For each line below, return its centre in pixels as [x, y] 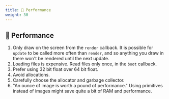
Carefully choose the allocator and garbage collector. [68, 80]
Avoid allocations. [31, 75]
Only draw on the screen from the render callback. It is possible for [83, 48]
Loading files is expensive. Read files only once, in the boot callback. [84, 64]
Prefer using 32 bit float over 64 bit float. [55, 69]
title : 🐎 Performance [28, 10]
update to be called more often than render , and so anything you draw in [88, 53]
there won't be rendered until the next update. [61, 59]
